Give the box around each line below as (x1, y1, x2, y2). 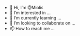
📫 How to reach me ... (9, 26, 55, 31)
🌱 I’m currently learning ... (9, 15, 62, 20)
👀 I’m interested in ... (9, 10, 51, 16)
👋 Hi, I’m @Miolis (9, 5, 44, 10)
